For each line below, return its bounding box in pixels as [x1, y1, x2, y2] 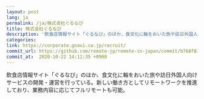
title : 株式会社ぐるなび [6, 25, 62, 32]
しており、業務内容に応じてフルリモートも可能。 [6, 86, 129, 94]
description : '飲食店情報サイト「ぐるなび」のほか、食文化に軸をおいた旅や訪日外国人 [6, 31, 199, 37]
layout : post [6, 8, 39, 15]
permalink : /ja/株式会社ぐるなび [6, 20, 84, 26]
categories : [6, 37, 36, 43]
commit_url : [6, 48, 36, 54]
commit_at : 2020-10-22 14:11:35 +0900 [6, 54, 107, 60]
